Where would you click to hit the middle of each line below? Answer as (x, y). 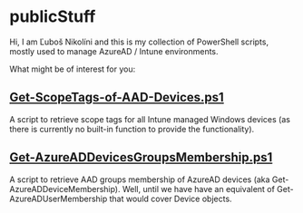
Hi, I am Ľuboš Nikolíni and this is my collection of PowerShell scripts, (139, 42)
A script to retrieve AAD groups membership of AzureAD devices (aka (140, 179)
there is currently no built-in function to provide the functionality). (132, 129)
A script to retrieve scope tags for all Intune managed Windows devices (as (150, 119)
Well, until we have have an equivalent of (198, 189)
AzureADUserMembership (59, 198)
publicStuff (53, 17)
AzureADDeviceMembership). (65, 189)
